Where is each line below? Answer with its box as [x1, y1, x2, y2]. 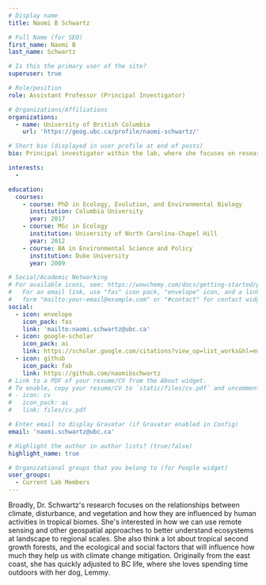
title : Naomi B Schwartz [8, 19, 90, 27]
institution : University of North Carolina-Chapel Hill [28, 230, 218, 238]
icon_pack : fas [22, 318, 73, 326]
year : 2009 [28, 259, 66, 267]
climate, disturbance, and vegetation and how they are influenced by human [8, 509, 257, 518]
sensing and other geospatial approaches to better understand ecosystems [8, 526, 254, 535]
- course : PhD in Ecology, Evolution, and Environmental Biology [22, 200, 243, 208]
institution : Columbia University [28, 208, 144, 216]
